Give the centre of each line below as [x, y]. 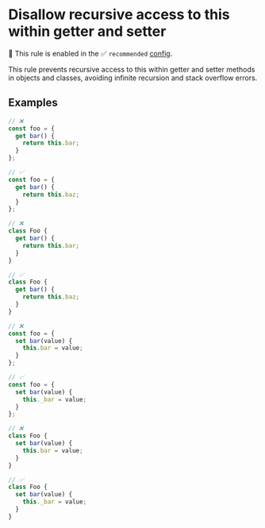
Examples [33, 103]
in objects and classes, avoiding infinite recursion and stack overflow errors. [133, 78]
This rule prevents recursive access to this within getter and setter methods [132, 69]
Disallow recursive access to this [119, 15]
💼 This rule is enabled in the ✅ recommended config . [90, 53]
